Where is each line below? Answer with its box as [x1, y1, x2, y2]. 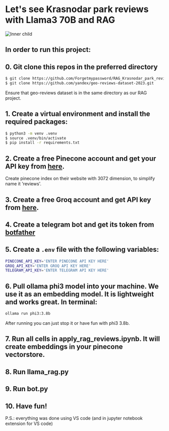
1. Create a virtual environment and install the [5, 110, 150, 118]
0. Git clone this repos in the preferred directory [5, 62, 158, 71]
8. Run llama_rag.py [5, 368, 69, 376]
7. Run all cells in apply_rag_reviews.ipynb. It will [5, 335, 160, 343]
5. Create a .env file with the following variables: [5, 245, 159, 254]
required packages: [5, 117, 68, 126]
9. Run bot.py [5, 385, 48, 393]
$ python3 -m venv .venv [5, 131, 57, 136]
